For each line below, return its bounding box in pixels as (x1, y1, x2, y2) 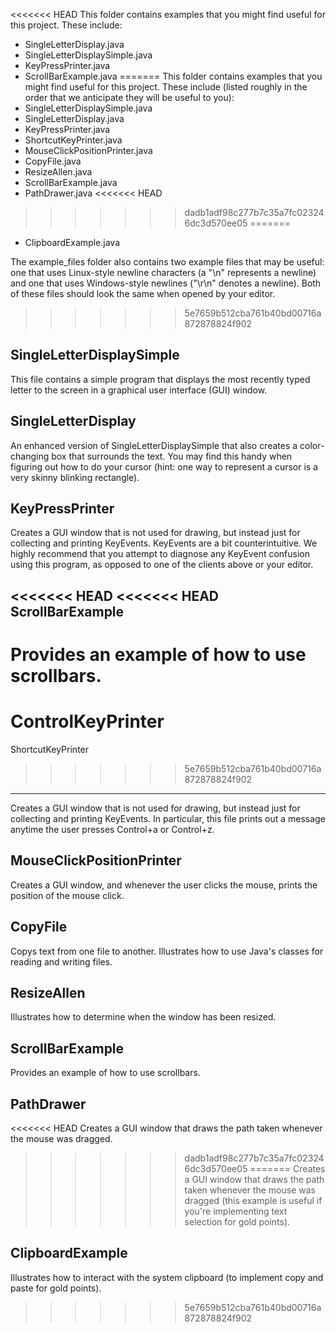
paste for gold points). (10, 1282, 102, 1294)
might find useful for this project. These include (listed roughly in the (24, 81, 308, 93)
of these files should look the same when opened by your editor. (10, 288, 276, 299)
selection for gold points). (184, 1216, 291, 1228)
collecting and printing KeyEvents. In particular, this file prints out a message (10, 812, 326, 824)
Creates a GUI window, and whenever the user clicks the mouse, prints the (10, 879, 318, 891)
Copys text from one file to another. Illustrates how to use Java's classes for (10, 945, 324, 957)
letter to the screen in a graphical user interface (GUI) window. (10, 384, 268, 396)
